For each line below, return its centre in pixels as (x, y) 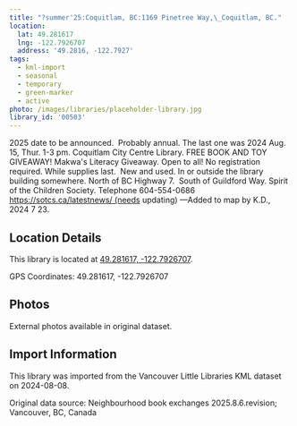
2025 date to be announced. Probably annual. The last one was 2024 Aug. (148, 143)
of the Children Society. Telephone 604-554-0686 (102, 191)
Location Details (55, 238)
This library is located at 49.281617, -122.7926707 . (101, 259)
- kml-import (42, 68)
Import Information (63, 354)
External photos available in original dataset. (91, 326)
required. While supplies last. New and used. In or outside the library (136, 172)
